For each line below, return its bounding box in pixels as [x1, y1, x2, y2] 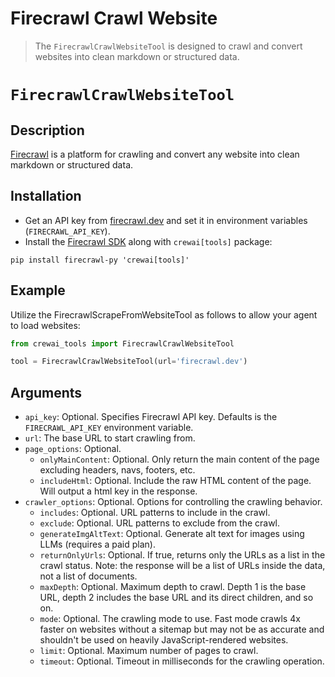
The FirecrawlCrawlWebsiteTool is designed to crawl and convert [34, 40, 303, 52]
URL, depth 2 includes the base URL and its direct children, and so [39, 592, 314, 604]
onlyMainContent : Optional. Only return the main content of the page [39, 453, 320, 466]
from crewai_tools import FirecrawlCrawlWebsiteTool [10, 338, 235, 349]
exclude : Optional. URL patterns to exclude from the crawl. [39, 517, 281, 529]
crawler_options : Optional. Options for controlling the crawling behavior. [24, 496, 323, 508]
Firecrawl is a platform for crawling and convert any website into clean [10, 148, 300, 160]
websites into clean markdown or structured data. [34, 50, 240, 62]
